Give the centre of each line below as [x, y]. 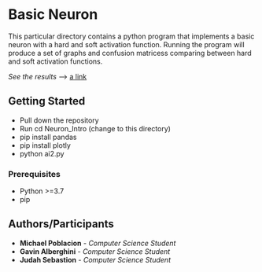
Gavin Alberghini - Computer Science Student [95, 251]
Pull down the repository [59, 120]
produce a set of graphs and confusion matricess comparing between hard [130, 53]
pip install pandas [48, 137]
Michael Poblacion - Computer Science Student [98, 243]
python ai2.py [42, 153]
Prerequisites [34, 174]
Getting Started [47, 101]
